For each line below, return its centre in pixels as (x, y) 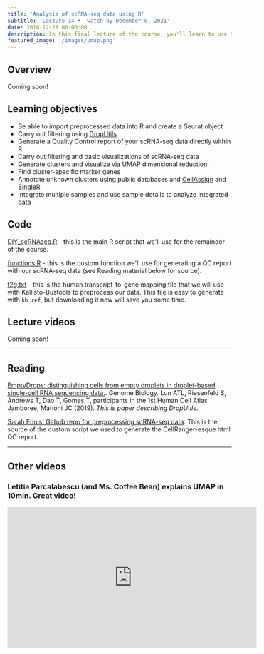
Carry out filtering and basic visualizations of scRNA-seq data (108, 156)
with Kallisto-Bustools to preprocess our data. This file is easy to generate (116, 292)
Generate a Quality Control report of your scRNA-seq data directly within (124, 141)
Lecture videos (41, 322)
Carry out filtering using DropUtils (67, 133)
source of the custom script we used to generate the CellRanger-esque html (119, 429)
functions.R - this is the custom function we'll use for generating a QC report (120, 263)
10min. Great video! (42, 495)
